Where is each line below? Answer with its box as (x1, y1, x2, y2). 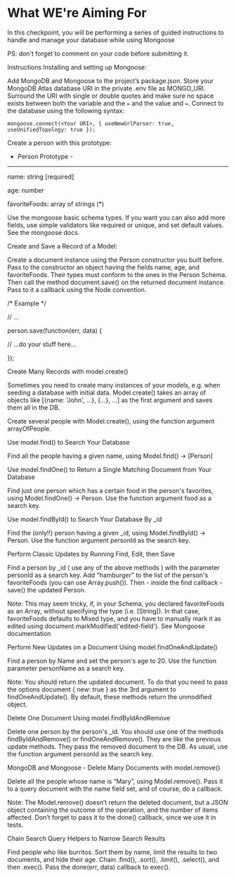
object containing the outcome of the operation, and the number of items (7, 806, 218, 814)
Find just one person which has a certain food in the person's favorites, (7, 486, 214, 495)
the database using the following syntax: (7, 106, 125, 115)
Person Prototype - (17, 152, 74, 160)
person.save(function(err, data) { (7, 326, 103, 335)
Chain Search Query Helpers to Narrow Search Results (7, 834, 166, 842)
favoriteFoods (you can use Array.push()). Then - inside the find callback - (7, 578, 223, 587)
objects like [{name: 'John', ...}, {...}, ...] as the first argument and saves (7, 395, 213, 404)
